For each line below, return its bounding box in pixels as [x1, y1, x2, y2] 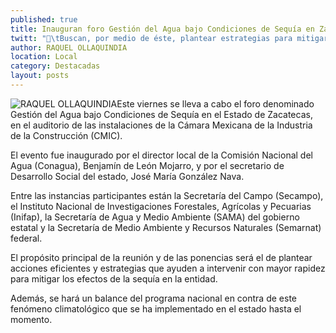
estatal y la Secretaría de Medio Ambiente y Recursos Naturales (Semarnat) [10, 221, 322, 233]
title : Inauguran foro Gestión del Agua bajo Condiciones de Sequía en [10, 24, 315, 34]
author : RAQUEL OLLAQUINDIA [10, 42, 128, 53]
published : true [10, 14, 78, 25]
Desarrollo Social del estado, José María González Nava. [10, 170, 245, 182]
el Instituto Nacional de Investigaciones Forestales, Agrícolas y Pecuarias [10, 200, 312, 212]
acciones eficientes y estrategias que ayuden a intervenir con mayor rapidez [10, 262, 326, 274]
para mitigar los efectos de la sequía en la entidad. [10, 272, 218, 285]
